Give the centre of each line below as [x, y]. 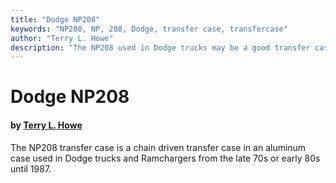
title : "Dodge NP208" [55, 19]
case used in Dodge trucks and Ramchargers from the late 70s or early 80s [165, 158]
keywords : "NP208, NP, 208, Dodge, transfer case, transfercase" [149, 29]
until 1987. [31, 168]
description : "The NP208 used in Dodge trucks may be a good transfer [160, 47]
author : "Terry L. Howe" [62, 38]
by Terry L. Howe [46, 125]
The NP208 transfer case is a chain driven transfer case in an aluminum [158, 147]
